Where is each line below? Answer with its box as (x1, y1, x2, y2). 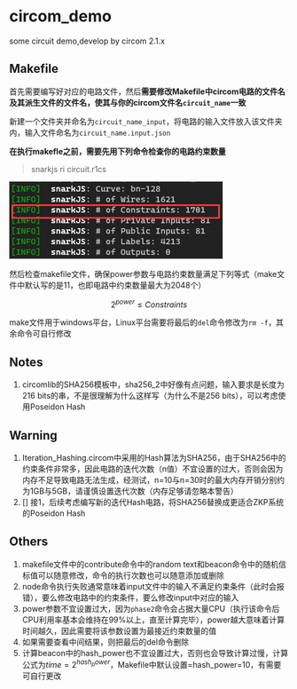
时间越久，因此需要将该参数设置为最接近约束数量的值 (21, 625, 217, 636)
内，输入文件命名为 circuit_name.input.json (9, 127, 171, 138)
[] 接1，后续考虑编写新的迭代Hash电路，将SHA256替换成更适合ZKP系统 (21, 497, 285, 508)
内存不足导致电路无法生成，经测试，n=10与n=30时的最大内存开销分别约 (21, 475, 285, 486)
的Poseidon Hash (21, 508, 86, 519)
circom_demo (9, 6, 113, 27)
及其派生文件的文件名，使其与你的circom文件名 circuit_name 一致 (9, 97, 246, 107)
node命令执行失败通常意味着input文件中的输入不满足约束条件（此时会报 (21, 581, 285, 591)
